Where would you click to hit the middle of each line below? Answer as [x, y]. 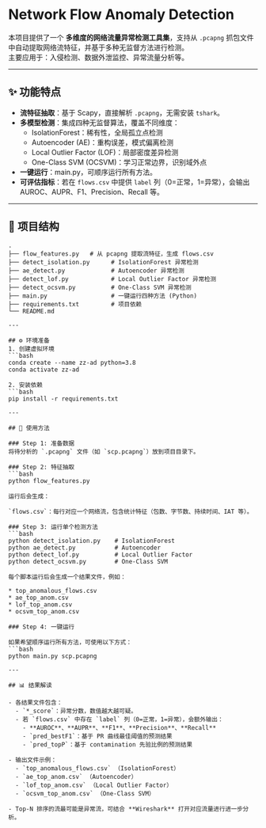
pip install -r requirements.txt [63, 399]
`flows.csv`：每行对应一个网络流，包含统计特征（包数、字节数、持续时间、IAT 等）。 [131, 511]
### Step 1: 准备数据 [42, 443]
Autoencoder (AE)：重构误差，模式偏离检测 [103, 142]
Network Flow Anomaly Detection [122, 15]
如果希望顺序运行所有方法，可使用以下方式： [70, 642]
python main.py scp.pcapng [53, 656]
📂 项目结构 [34, 227]
